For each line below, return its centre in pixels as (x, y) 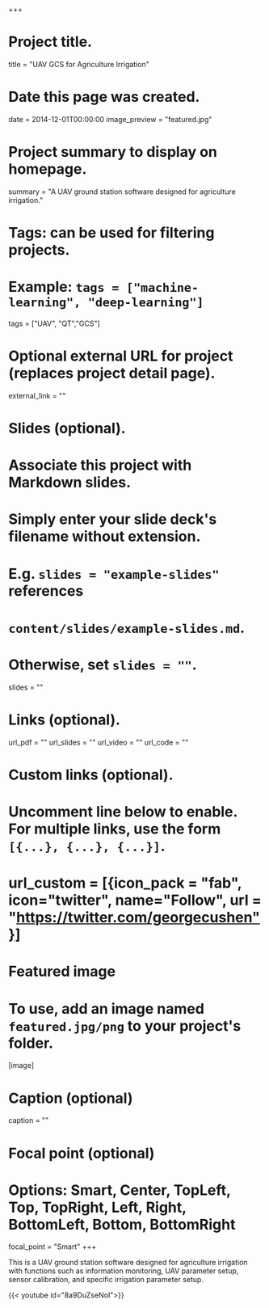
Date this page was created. (104, 97)
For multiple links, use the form (115, 829)
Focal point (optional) (82, 1153)
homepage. (48, 169)
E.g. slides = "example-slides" (114, 574)
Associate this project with (100, 465)
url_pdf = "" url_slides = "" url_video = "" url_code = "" (99, 742)
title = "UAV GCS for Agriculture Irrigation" (79, 64)
